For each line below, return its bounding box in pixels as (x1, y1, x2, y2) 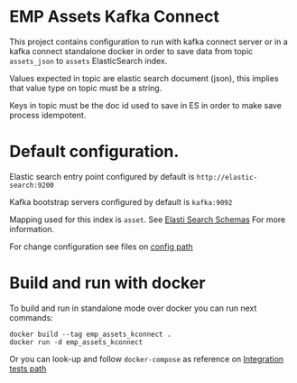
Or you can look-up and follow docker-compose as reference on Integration (9, 353, 284, 364)
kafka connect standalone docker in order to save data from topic (9, 45, 254, 56)
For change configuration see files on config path (9, 241, 194, 252)
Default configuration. (9, 142, 180, 162)
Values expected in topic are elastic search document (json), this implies (9, 72, 279, 83)
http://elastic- (196, 173, 258, 182)
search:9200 (9, 181, 54, 190)
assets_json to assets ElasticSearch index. (9, 55, 168, 66)
